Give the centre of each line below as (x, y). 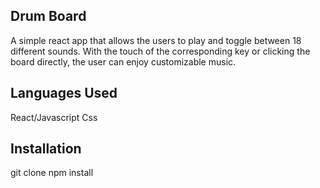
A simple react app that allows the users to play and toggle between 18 (156, 40)
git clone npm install (52, 173)
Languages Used (64, 93)
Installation (46, 149)
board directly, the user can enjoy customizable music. (123, 61)
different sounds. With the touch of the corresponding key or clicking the (160, 51)
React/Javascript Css (54, 117)
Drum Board (48, 16)
